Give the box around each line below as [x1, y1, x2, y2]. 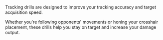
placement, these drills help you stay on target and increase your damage [5, 24, 157, 30]
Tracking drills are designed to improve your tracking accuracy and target [5, 4, 156, 10]
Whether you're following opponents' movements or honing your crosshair [5, 19, 159, 25]
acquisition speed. [5, 9, 43, 15]
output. [5, 30, 20, 35]
